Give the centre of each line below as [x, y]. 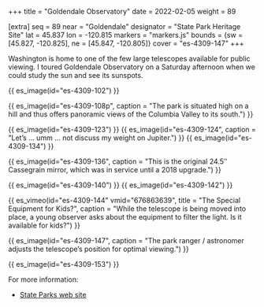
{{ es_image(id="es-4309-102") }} [64, 91]
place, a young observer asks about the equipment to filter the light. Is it [125, 217]
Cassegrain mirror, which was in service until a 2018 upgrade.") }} [115, 170]
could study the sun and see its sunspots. [76, 75]
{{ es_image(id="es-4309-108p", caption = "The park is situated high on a [128, 106]
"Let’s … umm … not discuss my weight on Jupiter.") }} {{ [100, 138]
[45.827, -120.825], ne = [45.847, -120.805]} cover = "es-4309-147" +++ [126, 43]
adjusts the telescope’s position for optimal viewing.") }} [99, 249]
